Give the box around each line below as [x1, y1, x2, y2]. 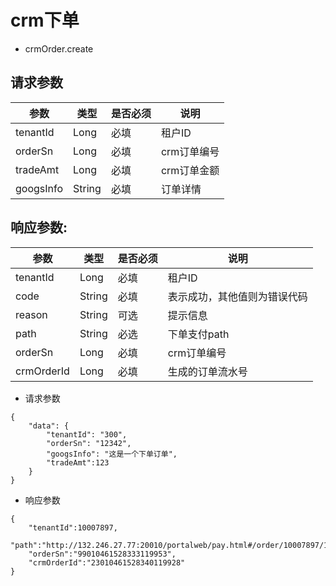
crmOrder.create [24, 42, 94, 55]
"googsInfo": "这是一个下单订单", [46, 449, 178, 459]
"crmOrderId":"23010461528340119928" [28, 557, 186, 568]
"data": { [28, 421, 70, 431]
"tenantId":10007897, [28, 522, 118, 533]
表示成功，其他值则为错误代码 [167, 289, 308, 303]
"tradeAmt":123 [46, 457, 110, 468]
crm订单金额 [160, 163, 220, 177]
